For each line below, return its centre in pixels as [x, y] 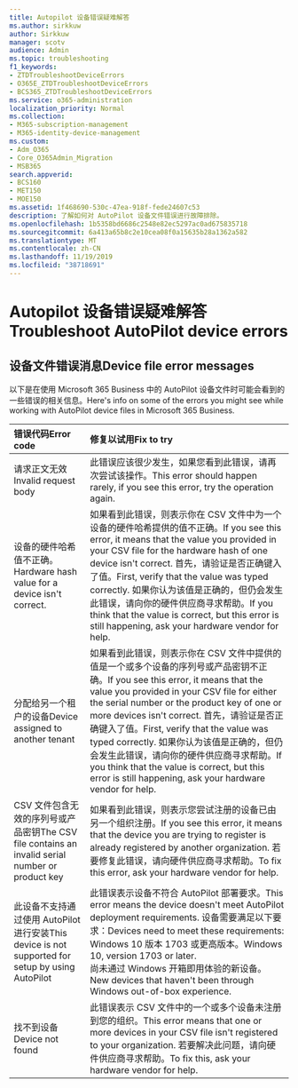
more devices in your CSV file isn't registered [184, 1032]
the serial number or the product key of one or [186, 703]
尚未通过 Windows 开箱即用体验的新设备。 [178, 968]
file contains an [46, 843]
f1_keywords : [33, 68]
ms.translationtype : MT [53, 241]
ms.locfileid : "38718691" [57, 266]
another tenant [44, 739]
